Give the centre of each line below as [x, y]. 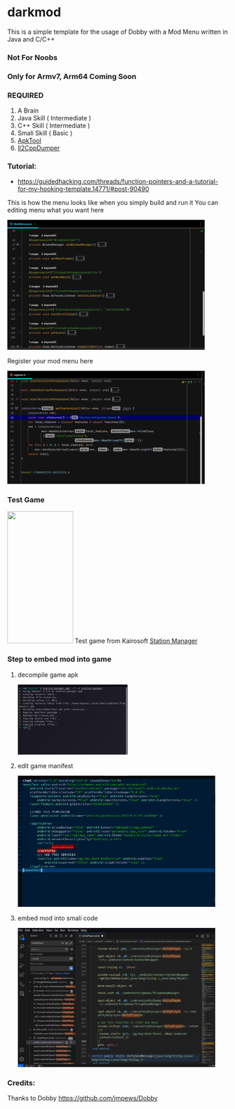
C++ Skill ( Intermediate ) [54, 126]
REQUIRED [26, 95]
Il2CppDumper [39, 148]
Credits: [21, 1083]
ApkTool [29, 141]
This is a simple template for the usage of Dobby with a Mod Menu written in [117, 32]
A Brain [28, 111]
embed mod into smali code [58, 918]
